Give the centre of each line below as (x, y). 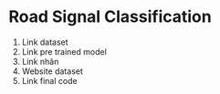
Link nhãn (40, 61)
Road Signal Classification (110, 17)
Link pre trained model (64, 51)
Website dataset (52, 71)
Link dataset (45, 42)
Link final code (50, 80)
